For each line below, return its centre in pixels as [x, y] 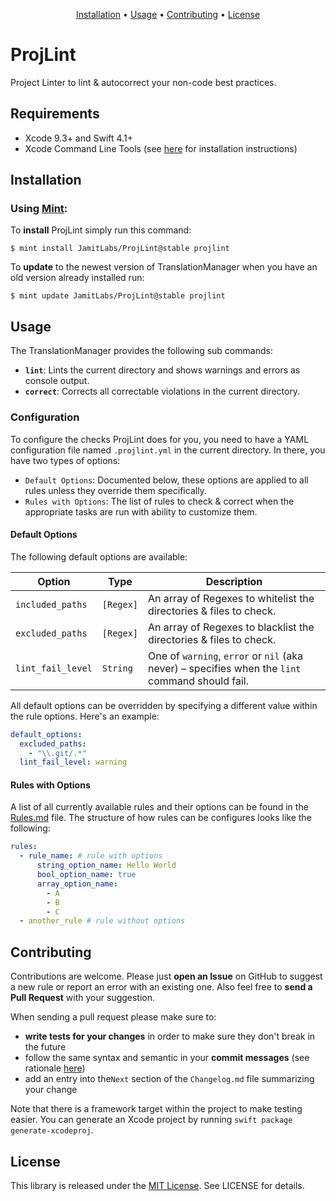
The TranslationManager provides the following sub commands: [141, 351]
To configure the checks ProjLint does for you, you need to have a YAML [160, 439]
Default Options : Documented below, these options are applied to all [166, 480]
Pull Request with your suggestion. [83, 998]
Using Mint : [39, 209]
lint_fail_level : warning [73, 762]
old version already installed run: [77, 278]
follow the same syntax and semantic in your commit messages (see [167, 1058]
